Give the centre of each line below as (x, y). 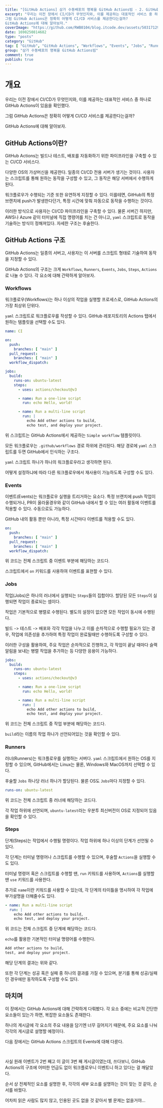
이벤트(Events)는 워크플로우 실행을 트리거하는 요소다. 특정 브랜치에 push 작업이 (81, 497)
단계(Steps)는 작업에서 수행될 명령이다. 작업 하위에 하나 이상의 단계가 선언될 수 (80, 841)
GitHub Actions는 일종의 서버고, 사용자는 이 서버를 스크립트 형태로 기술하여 (76, 253)
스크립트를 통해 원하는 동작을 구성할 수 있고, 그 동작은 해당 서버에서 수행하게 (82, 178)
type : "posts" (19, 37)
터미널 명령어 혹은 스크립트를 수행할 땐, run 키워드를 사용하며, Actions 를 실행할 (80, 873)
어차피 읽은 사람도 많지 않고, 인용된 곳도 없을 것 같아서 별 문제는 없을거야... (75, 1100)
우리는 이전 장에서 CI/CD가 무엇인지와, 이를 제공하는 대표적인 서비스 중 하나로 (78, 99)
